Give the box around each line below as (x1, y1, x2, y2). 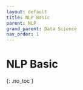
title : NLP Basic (6, 14, 50, 21)
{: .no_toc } (6, 77, 34, 85)
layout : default (6, 8, 47, 15)
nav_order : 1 (6, 31, 39, 37)
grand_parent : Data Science (6, 25, 78, 32)
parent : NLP (6, 20, 36, 26)
